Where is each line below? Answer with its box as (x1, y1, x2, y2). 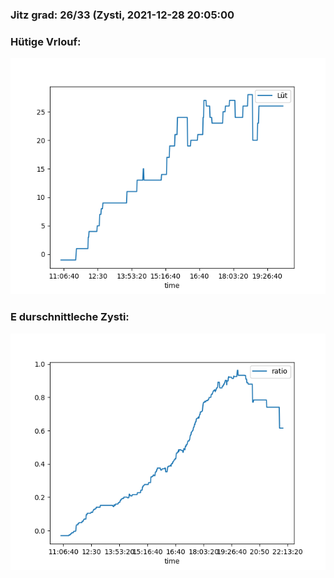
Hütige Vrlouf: (10, 34, 82, 48)
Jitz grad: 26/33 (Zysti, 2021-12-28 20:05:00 (10, 8, 235, 22)
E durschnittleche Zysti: (10, 310, 130, 324)
